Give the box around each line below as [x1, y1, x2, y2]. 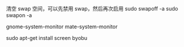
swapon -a [6, 12, 32, 19]
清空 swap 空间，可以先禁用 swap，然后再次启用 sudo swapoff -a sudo [6, 5, 179, 12]
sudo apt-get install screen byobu [6, 35, 88, 41]
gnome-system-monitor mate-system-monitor [6, 23, 118, 30]
